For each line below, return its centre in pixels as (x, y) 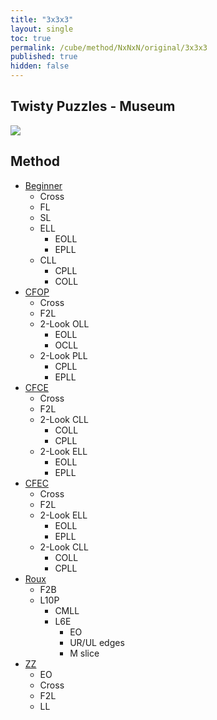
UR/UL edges (97, 642)
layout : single (42, 29)
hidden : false (40, 66)
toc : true (31, 38)
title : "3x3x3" (42, 19)
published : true (44, 57)
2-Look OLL (64, 323)
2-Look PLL (63, 355)
